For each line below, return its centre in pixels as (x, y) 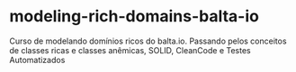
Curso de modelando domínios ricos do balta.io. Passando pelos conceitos (148, 41)
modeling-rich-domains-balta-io (134, 16)
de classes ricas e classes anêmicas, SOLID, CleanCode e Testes (130, 50)
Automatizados (37, 60)
